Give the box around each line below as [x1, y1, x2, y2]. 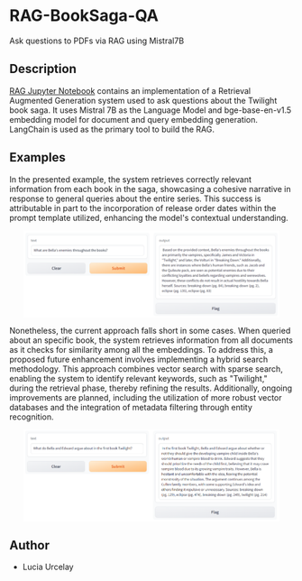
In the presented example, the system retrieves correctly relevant [9, 173, 252, 185]
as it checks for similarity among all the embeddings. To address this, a [9, 345, 273, 355]
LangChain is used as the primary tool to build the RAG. [9, 124, 215, 134]
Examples [9, 150, 66, 165]
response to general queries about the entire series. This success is [9, 193, 261, 204]
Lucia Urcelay [22, 561, 74, 573]
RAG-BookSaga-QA [9, 5, 160, 26]
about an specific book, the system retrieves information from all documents [9, 335, 293, 346]
